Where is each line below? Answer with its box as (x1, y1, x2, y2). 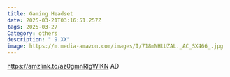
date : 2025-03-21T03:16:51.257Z (7, 17, 101, 24)
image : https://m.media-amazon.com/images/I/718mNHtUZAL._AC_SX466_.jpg (7, 43, 224, 50)
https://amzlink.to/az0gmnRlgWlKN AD (7, 62, 120, 70)
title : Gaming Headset (7, 10, 73, 17)
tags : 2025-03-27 (7, 23, 58, 30)
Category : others (7, 29, 58, 37)
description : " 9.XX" (7, 36, 71, 43)
